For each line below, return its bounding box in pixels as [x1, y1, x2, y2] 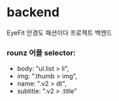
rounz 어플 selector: [6, 47, 76, 57]
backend [6, 4, 60, 20]
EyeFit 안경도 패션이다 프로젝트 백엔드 [6, 28, 113, 37]
